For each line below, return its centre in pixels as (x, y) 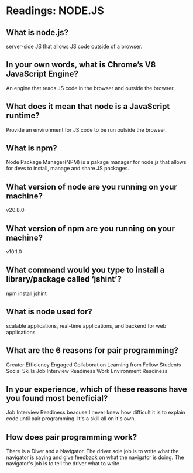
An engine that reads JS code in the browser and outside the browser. (90, 88)
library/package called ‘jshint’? (64, 279)
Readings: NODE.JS (55, 11)
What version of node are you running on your (92, 186)
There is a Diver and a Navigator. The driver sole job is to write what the (92, 451)
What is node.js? (37, 32)
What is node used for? (49, 312)
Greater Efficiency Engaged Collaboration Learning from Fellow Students (94, 365)
